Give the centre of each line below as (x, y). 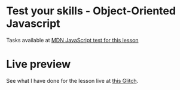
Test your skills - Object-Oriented (91, 11)
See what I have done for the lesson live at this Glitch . (72, 80)
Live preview (39, 64)
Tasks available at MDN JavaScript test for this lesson (72, 40)
